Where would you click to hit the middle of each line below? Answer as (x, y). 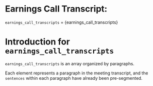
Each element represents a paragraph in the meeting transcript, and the (76, 73)
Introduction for (38, 42)
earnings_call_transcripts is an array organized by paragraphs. (70, 63)
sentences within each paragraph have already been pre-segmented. (74, 78)
